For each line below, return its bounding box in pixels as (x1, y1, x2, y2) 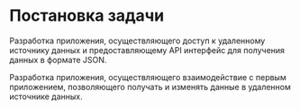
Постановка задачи (9, 5, 165, 26)
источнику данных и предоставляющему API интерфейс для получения (9, 44, 286, 55)
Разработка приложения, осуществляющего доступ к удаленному (9, 35, 266, 46)
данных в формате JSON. (9, 54, 107, 65)
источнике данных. (9, 91, 83, 102)
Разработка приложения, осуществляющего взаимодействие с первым (9, 71, 286, 82)
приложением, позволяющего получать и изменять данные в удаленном (9, 81, 291, 92)
